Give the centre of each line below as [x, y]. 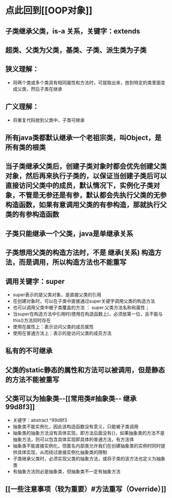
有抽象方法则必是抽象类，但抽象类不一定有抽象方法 [67, 471]
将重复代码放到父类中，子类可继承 [49, 120]
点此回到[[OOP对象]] [49, 11]
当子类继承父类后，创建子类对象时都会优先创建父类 [86, 167]
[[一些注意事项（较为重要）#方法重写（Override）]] [86, 489]
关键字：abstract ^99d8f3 [40, 420]
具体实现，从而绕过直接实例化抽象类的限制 [62, 452]
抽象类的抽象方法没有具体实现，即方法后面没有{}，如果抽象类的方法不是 [89, 433]
